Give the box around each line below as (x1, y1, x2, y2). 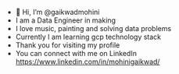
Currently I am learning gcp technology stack (15, 32, 162, 41)
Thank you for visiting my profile (15, 41, 120, 50)
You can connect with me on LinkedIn (15, 49, 137, 58)
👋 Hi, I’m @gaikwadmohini (15, 8, 100, 16)
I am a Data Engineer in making (15, 16, 116, 25)
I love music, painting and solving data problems (15, 24, 172, 33)
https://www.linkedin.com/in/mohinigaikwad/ (15, 57, 160, 66)
